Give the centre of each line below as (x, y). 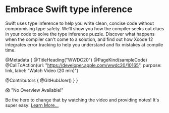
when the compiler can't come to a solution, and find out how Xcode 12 (79, 39)
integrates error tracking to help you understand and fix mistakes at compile (84, 44)
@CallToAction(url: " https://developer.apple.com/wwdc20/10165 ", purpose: (83, 65)
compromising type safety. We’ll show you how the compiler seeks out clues (85, 28)
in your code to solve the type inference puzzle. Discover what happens (80, 34)
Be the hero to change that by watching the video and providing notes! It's (82, 100)
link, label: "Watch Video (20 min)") (42, 70)
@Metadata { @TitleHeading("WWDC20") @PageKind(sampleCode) (76, 60)
